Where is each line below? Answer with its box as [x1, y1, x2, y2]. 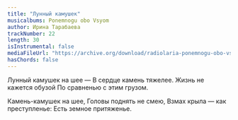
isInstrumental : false [7, 43, 74, 50]
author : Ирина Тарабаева [7, 23, 81, 30]
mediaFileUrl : [7, 50, 50, 57]
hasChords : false [7, 56, 59, 64]
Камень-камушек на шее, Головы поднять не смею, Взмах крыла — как [7, 97, 227, 105]
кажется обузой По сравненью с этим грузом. [7, 83, 149, 92]
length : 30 [7, 37, 40, 44]
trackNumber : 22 [7, 30, 55, 37]
